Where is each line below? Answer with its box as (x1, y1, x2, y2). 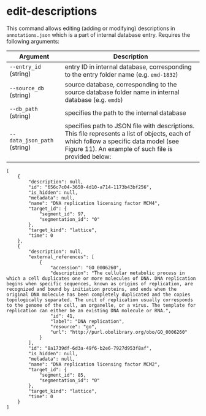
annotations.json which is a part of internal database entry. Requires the (6, 31, 191, 38)
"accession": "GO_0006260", (50, 264, 122, 271)
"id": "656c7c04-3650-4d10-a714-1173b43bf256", (28, 184, 152, 190)
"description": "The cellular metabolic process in (50, 270, 185, 276)
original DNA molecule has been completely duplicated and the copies (6, 291, 191, 298)
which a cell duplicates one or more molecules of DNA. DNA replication (6, 275, 196, 282)
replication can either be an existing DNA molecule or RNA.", (6, 307, 172, 314)
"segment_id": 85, (39, 372, 86, 378)
